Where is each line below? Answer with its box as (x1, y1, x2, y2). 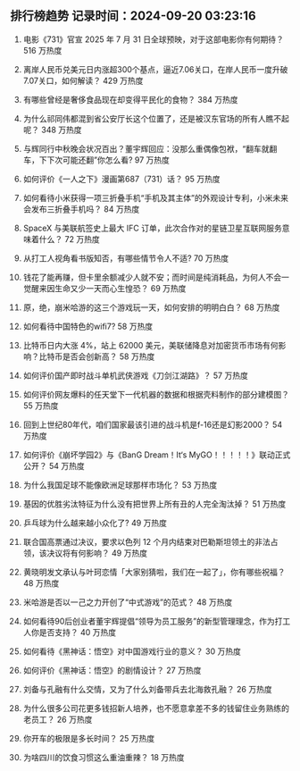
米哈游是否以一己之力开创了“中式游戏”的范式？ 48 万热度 (22, 597, 233, 608)
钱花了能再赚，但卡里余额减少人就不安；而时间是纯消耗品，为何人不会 (22, 272, 282, 282)
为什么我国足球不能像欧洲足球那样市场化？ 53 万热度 (22, 479, 218, 490)
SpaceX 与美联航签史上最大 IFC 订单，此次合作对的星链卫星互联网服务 (22, 222, 282, 233)
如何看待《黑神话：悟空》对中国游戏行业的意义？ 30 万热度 (22, 646, 242, 657)
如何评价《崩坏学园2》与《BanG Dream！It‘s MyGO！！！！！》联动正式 (22, 449, 291, 460)
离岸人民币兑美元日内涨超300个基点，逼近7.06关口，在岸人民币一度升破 (22, 63, 288, 74)
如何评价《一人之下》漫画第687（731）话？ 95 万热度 (22, 173, 221, 184)
